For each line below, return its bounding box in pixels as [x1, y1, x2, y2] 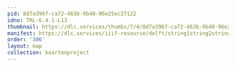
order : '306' [7, 36, 46, 43]
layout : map [7, 43, 42, 50]
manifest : [7, 29, 37, 37]
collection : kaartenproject [7, 50, 90, 57]
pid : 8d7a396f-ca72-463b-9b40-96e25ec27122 [7, 10, 137, 17]
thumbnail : [7, 23, 39, 30]
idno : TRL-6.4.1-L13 [7, 17, 68, 24]
